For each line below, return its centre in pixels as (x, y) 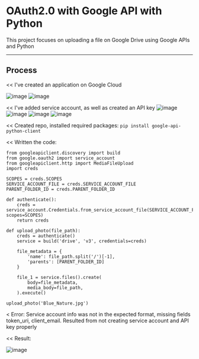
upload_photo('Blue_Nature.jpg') (47, 303)
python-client (24, 131)
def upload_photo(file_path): (44, 230)
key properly (22, 326)
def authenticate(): (32, 200)
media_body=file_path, (55, 288)
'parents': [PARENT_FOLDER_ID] (66, 262)
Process (22, 70)
